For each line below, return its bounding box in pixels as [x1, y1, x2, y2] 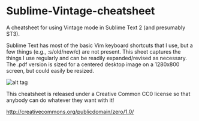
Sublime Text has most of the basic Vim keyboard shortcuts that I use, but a [6, 42, 193, 49]
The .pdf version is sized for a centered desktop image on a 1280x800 [6, 61, 180, 68]
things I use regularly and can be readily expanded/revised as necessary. [6, 54, 188, 61]
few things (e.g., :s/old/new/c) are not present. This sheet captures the [6, 48, 181, 55]
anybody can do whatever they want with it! [6, 97, 114, 104]
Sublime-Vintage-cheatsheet [6, 4, 155, 18]
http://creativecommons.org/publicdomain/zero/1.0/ [6, 108, 134, 115]
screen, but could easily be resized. [6, 67, 95, 74]
